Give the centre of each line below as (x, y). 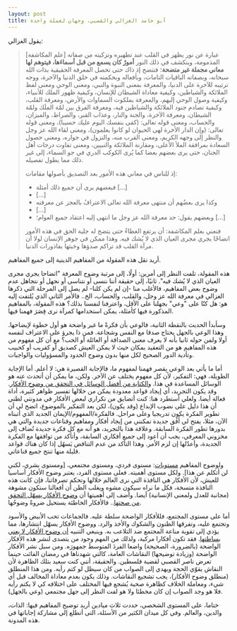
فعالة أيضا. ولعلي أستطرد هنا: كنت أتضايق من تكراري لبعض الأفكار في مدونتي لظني (117, 398)
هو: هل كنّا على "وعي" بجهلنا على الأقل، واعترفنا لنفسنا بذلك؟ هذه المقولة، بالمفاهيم (118, 303)
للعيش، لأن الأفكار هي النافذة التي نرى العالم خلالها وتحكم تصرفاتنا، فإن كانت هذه (114, 480)
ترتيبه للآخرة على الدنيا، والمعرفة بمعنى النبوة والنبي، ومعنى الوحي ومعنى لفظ (127, 84)
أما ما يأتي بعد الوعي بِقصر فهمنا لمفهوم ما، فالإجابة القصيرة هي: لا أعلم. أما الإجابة (115, 368)
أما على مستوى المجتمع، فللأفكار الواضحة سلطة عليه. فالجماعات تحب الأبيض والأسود (119, 516)
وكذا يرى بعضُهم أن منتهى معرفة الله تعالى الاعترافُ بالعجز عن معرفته (127, 202)
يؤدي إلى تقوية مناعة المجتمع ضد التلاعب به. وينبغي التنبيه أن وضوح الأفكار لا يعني (114, 531)
